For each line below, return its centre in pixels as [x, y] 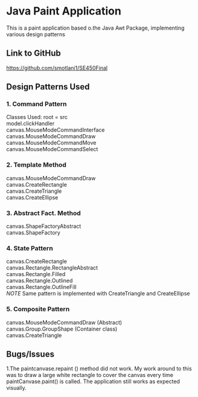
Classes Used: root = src [37, 117]
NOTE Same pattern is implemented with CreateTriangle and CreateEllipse [98, 294]
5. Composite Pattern [38, 309]
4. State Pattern [30, 248]
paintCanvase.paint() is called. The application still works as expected [93, 381]
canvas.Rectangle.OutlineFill [41, 287]
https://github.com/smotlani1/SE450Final [57, 68]
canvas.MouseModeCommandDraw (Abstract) [64, 322]
